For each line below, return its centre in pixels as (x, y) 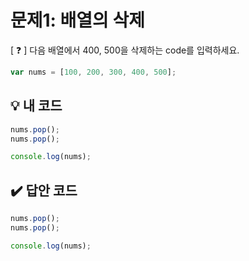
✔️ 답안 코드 (44, 190)
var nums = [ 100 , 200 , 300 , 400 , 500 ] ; (93, 72)
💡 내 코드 (36, 106)
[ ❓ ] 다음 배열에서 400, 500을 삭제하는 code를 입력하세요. (125, 50)
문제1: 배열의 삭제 (78, 20)
